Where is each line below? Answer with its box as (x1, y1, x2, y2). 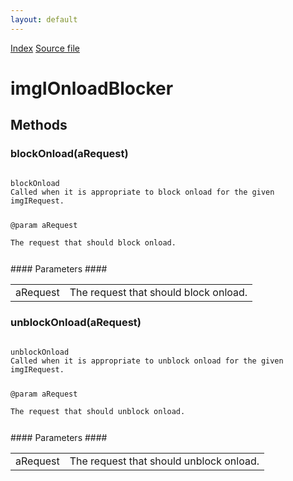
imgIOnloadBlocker (10, 77, 174, 100)
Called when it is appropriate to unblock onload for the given (10, 356, 284, 366)
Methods (10, 117, 68, 134)
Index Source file (10, 42, 80, 54)
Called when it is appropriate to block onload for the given (10, 187, 275, 197)
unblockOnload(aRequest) (10, 316, 142, 330)
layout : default (10, 14, 78, 25)
